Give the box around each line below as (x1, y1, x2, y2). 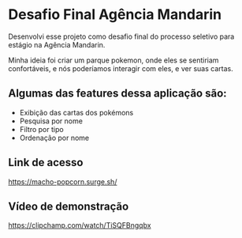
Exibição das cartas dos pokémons (19, 108, 134, 117)
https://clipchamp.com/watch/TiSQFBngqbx (8, 221, 151, 230)
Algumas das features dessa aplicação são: (8, 87, 227, 100)
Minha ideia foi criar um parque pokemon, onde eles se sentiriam (8, 55, 219, 65)
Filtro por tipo (19, 124, 65, 134)
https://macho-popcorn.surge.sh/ (8, 176, 117, 187)
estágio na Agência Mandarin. (8, 40, 106, 49)
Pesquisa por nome (19, 116, 83, 126)
